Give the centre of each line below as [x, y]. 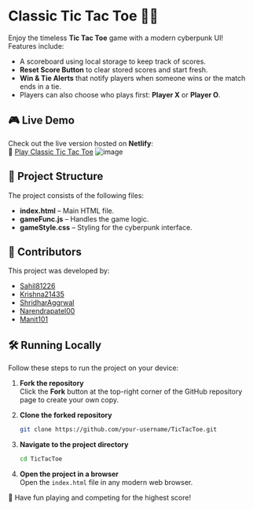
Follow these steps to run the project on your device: [93, 368]
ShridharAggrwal [47, 303]
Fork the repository [51, 383]
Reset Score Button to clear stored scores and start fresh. [114, 69]
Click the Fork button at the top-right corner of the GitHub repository [131, 391]
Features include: [36, 46]
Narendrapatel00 [47, 311]
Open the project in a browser [69, 474]
